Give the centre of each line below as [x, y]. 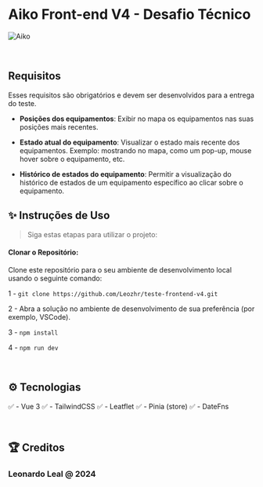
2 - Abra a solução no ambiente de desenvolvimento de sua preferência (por [131, 309]
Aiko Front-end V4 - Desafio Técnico [130, 15]
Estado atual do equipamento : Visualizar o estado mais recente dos [130, 142]
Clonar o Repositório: [43, 252]
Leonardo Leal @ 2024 [52, 474]
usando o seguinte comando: [55, 278]
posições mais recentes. [59, 126]
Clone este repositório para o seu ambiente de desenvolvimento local [120, 269]
